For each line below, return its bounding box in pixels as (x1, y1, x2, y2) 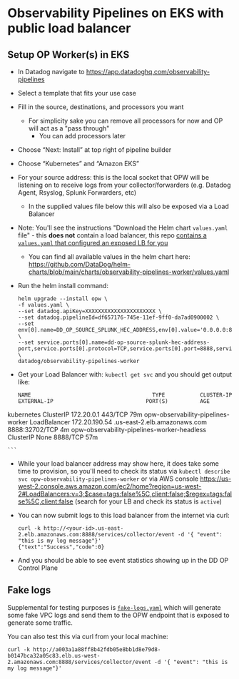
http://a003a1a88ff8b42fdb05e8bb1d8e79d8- (33, 645, 161, 653)
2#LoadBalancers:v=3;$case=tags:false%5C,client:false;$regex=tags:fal (17, 490, 232, 498)
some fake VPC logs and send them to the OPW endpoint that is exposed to (7, 611, 230, 619)
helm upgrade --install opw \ (17, 295, 108, 302)
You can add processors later (39, 132, 126, 140)
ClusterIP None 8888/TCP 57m (7, 433, 98, 441)
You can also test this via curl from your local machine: (7, 632, 169, 640)
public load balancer (7, 20, 131, 36)
